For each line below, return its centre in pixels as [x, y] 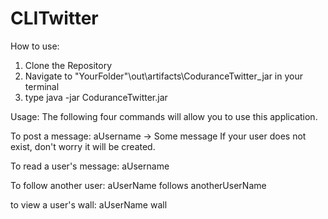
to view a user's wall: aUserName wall [89, 204]
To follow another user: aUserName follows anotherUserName [138, 185]
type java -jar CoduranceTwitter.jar [96, 97]
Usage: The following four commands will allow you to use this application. [164, 116]
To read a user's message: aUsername [90, 166]
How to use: [35, 46]
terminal [42, 86]
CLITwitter [54, 18]
